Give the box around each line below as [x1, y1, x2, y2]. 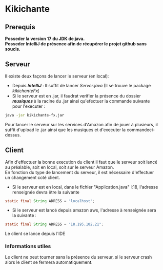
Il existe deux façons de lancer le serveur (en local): [5, 73, 109, 79]
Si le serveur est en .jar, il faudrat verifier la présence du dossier [12, 93, 141, 98]
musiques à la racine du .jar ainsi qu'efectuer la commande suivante [12, 98, 150, 104]
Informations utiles [5, 243, 51, 250]
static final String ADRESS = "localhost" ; [5, 198, 95, 203]
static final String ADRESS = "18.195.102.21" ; [5, 222, 104, 227]
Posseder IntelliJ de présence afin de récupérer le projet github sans [5, 41, 147, 47]
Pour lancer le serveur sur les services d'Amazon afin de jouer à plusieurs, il [5, 121, 158, 127]
